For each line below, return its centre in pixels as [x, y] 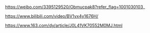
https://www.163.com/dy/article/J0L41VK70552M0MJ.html [64, 25]
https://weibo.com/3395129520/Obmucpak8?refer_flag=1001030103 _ [75, 7]
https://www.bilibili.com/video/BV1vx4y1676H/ [52, 16]
